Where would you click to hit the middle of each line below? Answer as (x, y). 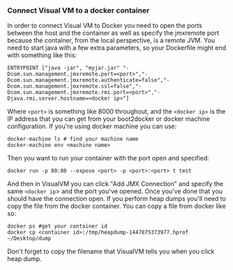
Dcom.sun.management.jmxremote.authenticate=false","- (89, 80)
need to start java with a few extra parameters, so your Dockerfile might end (117, 48)
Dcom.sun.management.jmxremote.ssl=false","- (74, 87)
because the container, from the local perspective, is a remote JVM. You (111, 40)
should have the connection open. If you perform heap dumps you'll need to (117, 199)
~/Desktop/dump (29, 239)
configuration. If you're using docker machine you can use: (92, 126)
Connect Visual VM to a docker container (78, 10)
